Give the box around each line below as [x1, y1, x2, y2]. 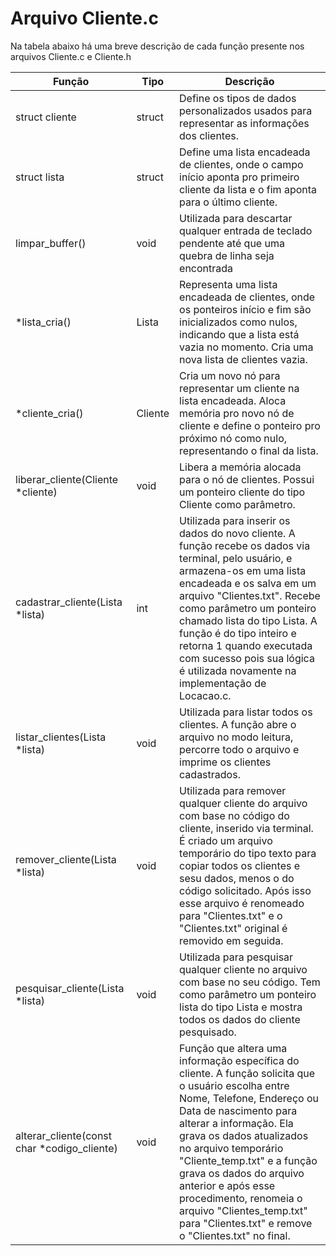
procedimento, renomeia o [179, 1191, 303, 1205]
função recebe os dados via [179, 538, 311, 552]
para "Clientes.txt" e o [179, 908, 283, 922]
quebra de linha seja [179, 248, 275, 262]
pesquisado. [179, 1025, 237, 1039]
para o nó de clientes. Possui [179, 472, 315, 486]
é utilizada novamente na [179, 663, 297, 677]
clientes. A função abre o [179, 717, 297, 731]
